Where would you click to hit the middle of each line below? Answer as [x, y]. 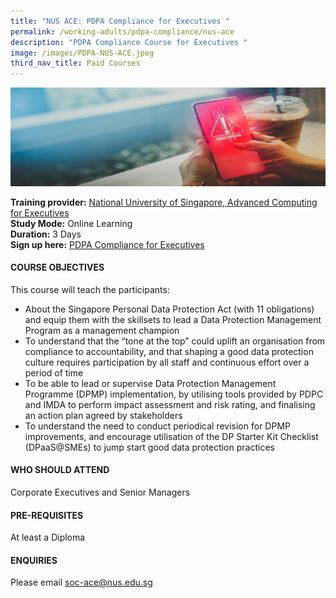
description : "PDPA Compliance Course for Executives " [129, 42]
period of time [54, 372]
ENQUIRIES [34, 560]
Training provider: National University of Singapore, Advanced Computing [164, 202]
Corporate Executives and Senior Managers [100, 492]
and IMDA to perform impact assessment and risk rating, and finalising [170, 404]
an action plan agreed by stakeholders [103, 415]
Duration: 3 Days [46, 234]
